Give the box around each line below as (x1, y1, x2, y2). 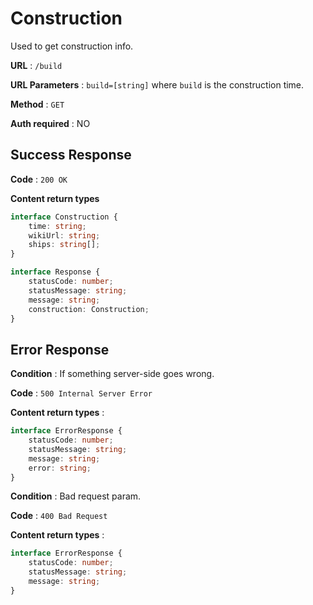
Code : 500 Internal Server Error (10, 387, 153, 399)
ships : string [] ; (28, 240, 101, 250)
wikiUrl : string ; (28, 230, 101, 241)
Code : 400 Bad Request (10, 510, 108, 522)
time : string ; (28, 221, 87, 231)
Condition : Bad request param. (10, 490, 142, 502)
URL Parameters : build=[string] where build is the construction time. (10, 78, 305, 91)
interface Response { (10, 267, 101, 277)
